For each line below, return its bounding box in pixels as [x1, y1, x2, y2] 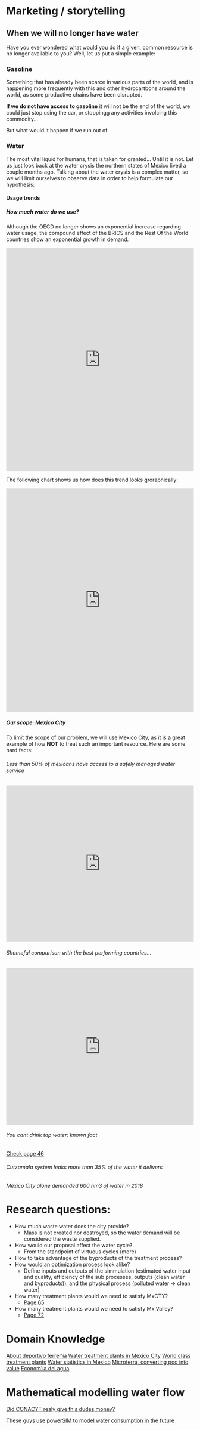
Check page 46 [6, 1150, 45, 1157]
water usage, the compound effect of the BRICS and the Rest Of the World [6, 230, 189, 237]
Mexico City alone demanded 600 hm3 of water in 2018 [6, 1182, 143, 1189]
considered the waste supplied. [23, 1235, 101, 1242]
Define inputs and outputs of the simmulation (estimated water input [23, 1267, 191, 1274]
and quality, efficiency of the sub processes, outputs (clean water [23, 1273, 185, 1280]
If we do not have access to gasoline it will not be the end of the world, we [6, 103, 190, 110]
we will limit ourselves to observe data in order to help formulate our [6, 174, 174, 181]
